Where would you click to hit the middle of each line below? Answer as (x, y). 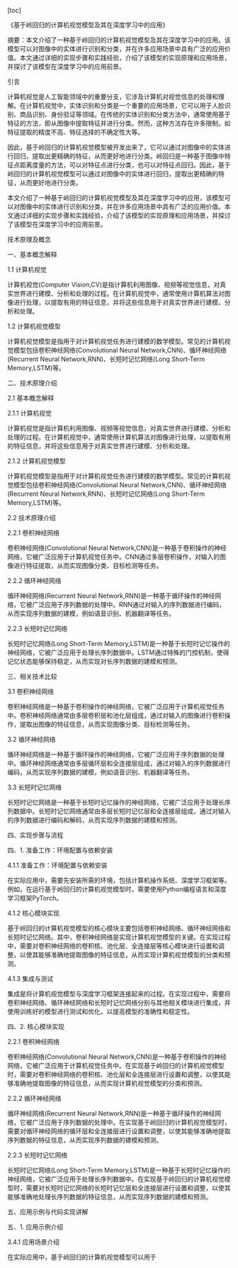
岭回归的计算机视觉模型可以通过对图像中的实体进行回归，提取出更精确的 (113, 174)
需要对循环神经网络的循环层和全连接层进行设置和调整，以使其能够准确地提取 (119, 1131)
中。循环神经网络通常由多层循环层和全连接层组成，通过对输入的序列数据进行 (119, 763)
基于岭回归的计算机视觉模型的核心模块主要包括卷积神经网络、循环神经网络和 (119, 928)
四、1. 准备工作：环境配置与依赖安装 (60, 850)
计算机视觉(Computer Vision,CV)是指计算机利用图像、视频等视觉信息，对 (114, 284)
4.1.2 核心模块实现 (34, 913)
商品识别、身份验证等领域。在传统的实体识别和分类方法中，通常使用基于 (125, 114)
